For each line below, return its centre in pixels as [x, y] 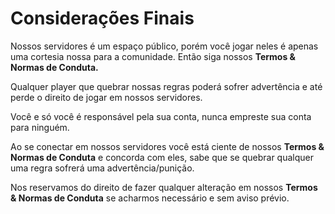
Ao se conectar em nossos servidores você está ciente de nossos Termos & [167, 146]
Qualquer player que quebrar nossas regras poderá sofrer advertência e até [166, 86]
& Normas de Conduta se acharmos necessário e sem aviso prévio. [150, 198]
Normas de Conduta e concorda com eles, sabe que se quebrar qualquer [162, 157]
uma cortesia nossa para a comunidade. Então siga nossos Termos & [153, 56]
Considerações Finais [102, 18]
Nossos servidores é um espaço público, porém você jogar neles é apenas [164, 46]
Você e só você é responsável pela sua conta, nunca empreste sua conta [161, 116]
